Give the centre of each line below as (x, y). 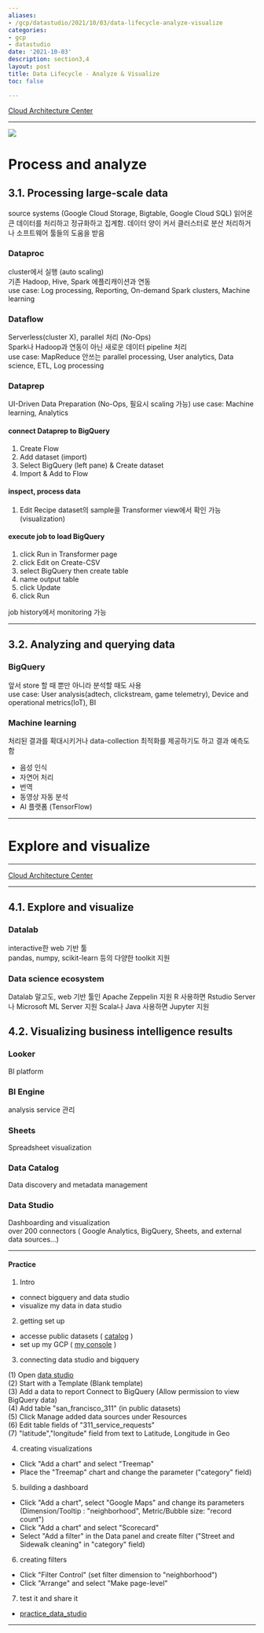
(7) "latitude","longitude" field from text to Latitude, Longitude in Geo (119, 1433)
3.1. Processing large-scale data (88, 193)
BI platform (26, 1071)
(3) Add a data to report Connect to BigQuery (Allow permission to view (124, 1391)
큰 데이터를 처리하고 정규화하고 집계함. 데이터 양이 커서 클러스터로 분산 (116, 223)
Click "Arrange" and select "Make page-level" (93, 1583)
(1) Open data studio (41, 1374)
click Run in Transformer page (68, 554)
